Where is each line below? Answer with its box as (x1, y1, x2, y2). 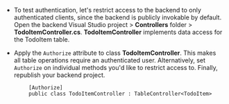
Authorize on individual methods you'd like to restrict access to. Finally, (13, 64, 219, 71)
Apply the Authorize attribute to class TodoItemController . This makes (13, 49, 217, 57)
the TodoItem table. (13, 35, 70, 44)
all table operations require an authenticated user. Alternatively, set (13, 56, 206, 64)
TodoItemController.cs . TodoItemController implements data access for (13, 28, 223, 36)
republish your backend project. (13, 71, 105, 79)
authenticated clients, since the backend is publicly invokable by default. (13, 13, 222, 21)
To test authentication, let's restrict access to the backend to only (13, 6, 201, 14)
